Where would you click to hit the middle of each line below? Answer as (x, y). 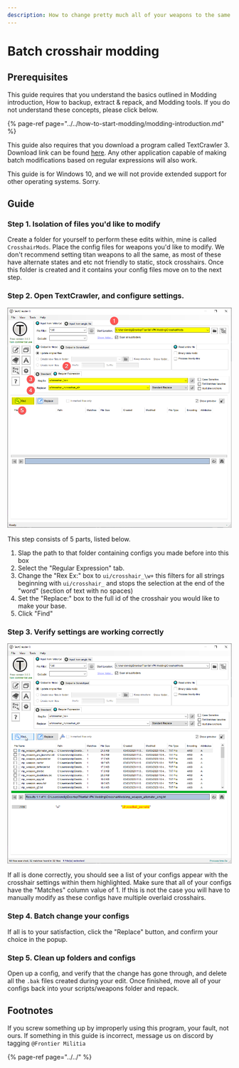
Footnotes (30, 1011)
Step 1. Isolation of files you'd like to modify (84, 224)
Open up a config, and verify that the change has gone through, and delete (117, 973)
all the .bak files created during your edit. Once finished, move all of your (114, 981)
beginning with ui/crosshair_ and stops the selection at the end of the (121, 583)
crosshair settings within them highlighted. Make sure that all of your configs (119, 883)
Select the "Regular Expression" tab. (71, 568)
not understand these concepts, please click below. (83, 110)
